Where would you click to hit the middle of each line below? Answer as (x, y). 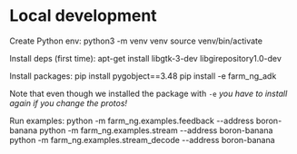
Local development (83, 16)
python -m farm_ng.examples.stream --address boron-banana (156, 130)
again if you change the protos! (69, 103)
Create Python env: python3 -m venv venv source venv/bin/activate (136, 41)
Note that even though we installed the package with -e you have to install (148, 93)
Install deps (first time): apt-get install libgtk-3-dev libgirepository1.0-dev (145, 58)
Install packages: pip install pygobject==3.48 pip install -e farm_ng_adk (143, 76)
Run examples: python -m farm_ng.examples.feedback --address (132, 120)
